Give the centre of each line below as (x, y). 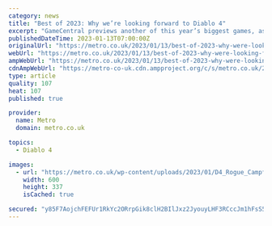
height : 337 (43, 187)
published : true (36, 98)
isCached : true (49, 195)
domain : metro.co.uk (50, 128)
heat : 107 (25, 91)
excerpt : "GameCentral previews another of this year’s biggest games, (132, 31)
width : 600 (41, 180)
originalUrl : (30, 46)
